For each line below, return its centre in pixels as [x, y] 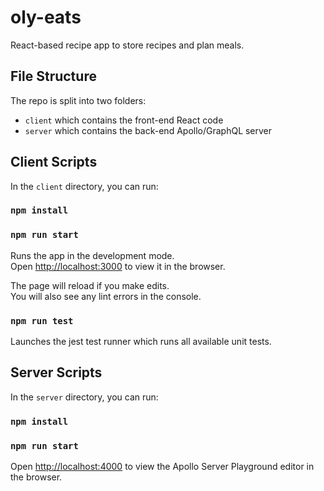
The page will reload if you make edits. [90, 285]
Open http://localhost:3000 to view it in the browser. [118, 266]
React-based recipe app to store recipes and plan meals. [127, 45]
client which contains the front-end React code [124, 120]
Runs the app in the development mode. [92, 255]
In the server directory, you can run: [84, 397]
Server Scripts [56, 372]
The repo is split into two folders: [78, 100]
